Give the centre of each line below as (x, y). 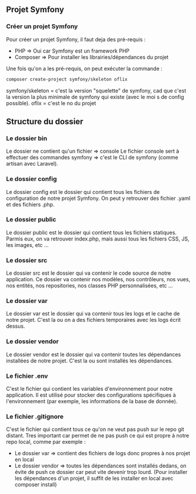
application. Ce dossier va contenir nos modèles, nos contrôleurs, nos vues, (98, 279)
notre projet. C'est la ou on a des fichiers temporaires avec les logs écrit (94, 320)
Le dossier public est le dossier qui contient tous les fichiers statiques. (92, 232)
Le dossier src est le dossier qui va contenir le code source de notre (89, 273)
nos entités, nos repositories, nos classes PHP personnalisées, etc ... (89, 286)
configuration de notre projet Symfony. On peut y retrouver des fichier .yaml (98, 198)
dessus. (16, 326)
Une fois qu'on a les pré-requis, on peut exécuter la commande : (84, 68)
